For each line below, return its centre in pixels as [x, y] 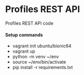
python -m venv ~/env [36, 57]
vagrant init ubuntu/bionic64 [42, 46]
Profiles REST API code [29, 23]
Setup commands [24, 35]
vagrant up [24, 51]
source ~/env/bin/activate [39, 62]
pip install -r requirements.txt [43, 67]
